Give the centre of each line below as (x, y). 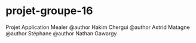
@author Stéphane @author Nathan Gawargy (61, 33)
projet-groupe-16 (49, 11)
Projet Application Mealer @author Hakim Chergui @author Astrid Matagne (98, 27)
